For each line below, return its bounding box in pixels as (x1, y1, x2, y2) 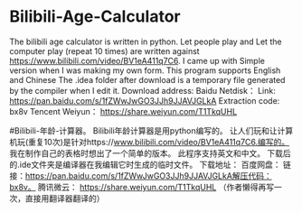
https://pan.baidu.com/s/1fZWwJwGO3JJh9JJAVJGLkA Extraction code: (9, 95, 280, 106)
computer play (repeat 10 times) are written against (9, 45, 201, 56)
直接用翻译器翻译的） (24, 192, 105, 204)
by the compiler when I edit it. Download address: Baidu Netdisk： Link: (9, 85, 276, 96)
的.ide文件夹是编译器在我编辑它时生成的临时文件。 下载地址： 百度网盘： (9, 159, 282, 170)
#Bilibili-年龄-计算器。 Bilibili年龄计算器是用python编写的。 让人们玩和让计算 (9, 124, 294, 136)
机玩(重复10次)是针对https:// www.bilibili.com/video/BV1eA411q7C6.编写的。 (9, 136, 290, 147)
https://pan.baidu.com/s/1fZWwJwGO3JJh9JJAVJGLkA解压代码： (25, 170, 273, 181)
